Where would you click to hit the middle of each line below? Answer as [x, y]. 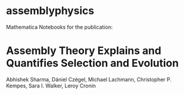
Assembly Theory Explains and [84, 51]
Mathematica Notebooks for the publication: [59, 27]
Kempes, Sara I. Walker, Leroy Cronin [51, 86]
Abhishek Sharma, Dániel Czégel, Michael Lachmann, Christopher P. [89, 79]
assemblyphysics [50, 11]
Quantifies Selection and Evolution [93, 63]
